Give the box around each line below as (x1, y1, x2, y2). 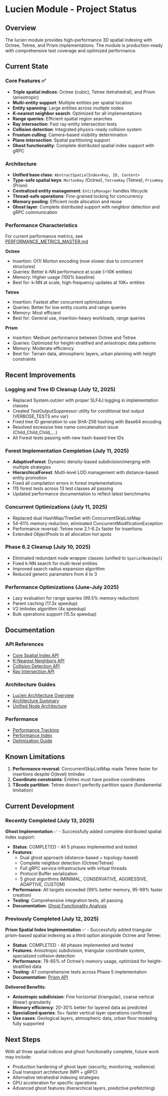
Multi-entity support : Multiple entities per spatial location (12, 99, 132, 105)
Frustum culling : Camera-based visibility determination (12, 132, 128, 138)
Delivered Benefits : (5, 984, 46, 990)
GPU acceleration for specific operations (12, 1080, 97, 1086)
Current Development (5, 802, 74, 810)
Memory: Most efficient (12, 310, 61, 316)
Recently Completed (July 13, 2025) (5, 817, 94, 824)
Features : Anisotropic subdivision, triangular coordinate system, (12, 947, 145, 953)
